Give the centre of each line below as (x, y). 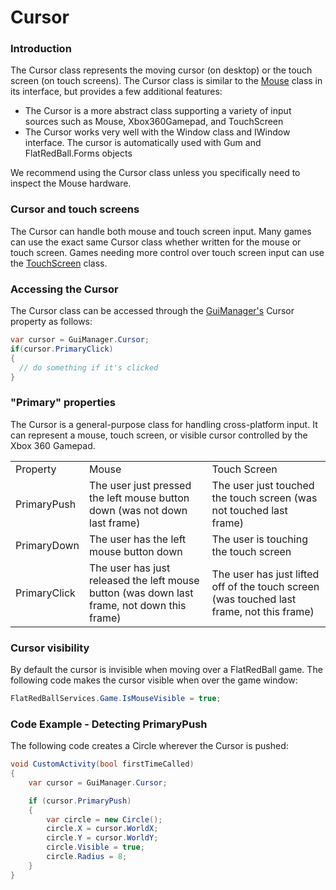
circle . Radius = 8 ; (87, 857)
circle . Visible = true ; (95, 847)
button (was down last (141, 593)
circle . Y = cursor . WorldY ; (102, 838)
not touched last (249, 510)
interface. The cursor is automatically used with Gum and (143, 143)
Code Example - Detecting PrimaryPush (109, 724)
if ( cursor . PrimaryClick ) (62, 349)
